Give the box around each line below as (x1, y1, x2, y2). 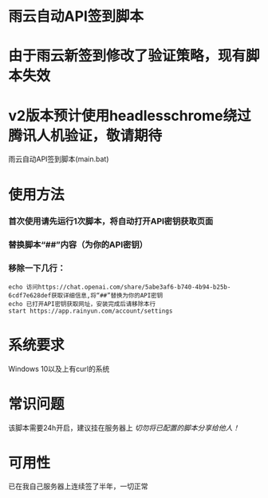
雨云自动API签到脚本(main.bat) (8, 154, 109, 164)
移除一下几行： (8, 263, 66, 274)
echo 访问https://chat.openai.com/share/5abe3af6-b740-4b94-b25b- (8, 283, 231, 291)
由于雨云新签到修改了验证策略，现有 (8, 47, 246, 65)
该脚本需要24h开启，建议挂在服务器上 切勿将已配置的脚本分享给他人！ (8, 423, 240, 432)
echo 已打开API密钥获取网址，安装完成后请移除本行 (8, 300, 156, 308)
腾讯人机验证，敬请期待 (8, 126, 163, 145)
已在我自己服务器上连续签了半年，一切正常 (8, 481, 148, 492)
